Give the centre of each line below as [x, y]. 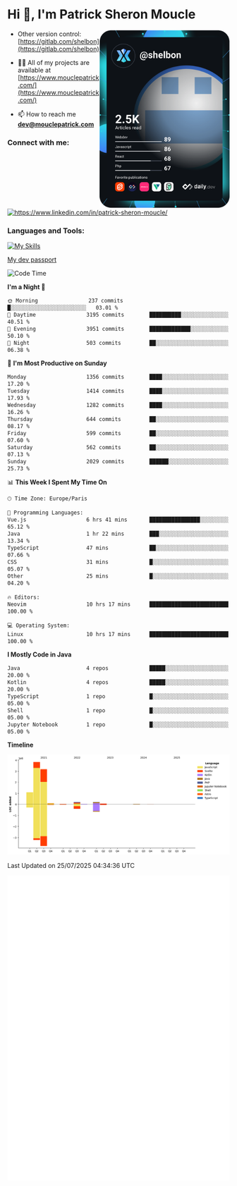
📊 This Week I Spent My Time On [57, 482]
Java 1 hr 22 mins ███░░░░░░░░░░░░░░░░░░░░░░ [118, 534]
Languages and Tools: [46, 231]
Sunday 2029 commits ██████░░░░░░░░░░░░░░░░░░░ [118, 462]
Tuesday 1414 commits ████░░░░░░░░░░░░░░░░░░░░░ [118, 391]
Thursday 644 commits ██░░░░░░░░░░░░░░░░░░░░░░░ [118, 420]
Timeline [20, 745]
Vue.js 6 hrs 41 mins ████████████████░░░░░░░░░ [118, 520]
